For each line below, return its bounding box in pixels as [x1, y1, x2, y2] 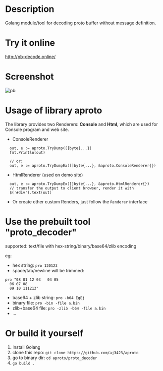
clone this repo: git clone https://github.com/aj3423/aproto [12, 349, 139, 355]
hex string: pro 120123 [12, 262, 58, 268]
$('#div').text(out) [9, 190, 52, 195]
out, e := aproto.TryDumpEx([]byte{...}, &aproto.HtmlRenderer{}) [9, 181, 150, 186]
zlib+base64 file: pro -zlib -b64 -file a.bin [12, 305, 106, 311]
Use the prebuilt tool [5, 216, 91, 227]
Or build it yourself [5, 327, 84, 339]
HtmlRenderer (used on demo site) [12, 172, 83, 178]
